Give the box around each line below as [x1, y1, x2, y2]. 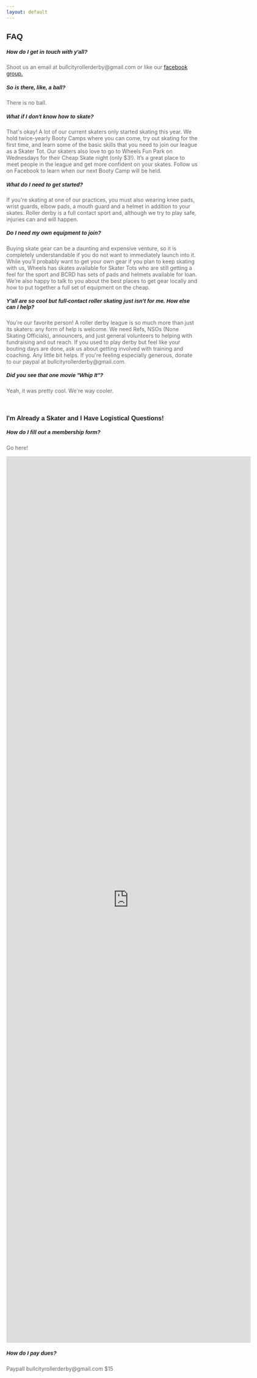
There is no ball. [6, 99, 47, 106]
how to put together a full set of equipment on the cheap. [6, 283, 151, 291]
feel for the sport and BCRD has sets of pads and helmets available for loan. [6, 271, 197, 278]
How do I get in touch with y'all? [6, 48, 88, 55]
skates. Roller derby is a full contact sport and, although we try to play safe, [6, 209, 197, 216]
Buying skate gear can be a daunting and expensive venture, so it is [6, 244, 177, 252]
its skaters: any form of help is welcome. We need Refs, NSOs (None [6, 325, 179, 332]
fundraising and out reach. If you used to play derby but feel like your [6, 338, 181, 346]
